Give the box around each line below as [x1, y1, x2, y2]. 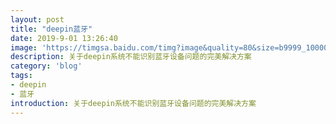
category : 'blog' [10, 61, 83, 71]
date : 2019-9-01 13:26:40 [10, 33, 118, 43]
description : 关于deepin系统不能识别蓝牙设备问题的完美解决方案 [10, 52, 252, 62]
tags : [10, 71, 33, 81]
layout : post [10, 14, 65, 25]
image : [10, 42, 38, 53]
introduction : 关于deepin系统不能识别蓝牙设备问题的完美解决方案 [10, 98, 257, 108]
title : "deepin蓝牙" [10, 24, 93, 34]
